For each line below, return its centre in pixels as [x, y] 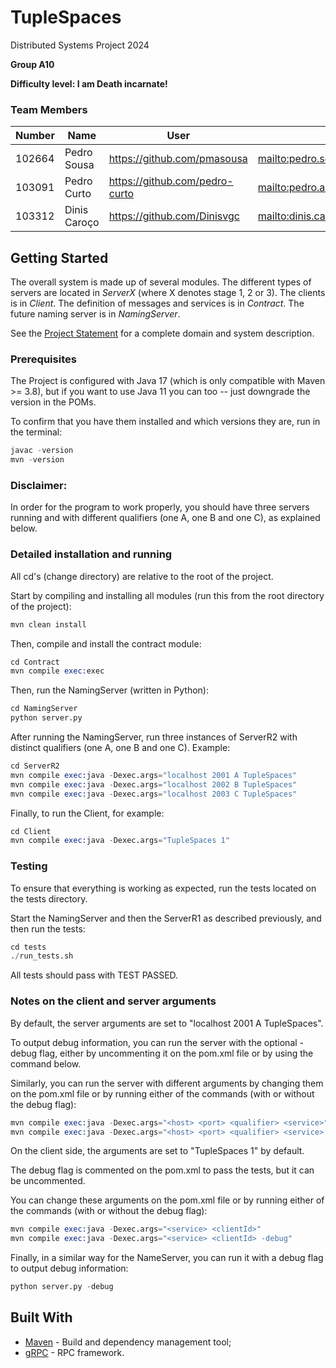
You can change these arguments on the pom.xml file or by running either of [167, 1200]
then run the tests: [48, 928]
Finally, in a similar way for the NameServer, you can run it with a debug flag [167, 1258]
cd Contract [35, 662]
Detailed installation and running [91, 554]
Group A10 [32, 64]
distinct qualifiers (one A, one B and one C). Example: [120, 748]
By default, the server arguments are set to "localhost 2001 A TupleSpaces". [167, 1023]
